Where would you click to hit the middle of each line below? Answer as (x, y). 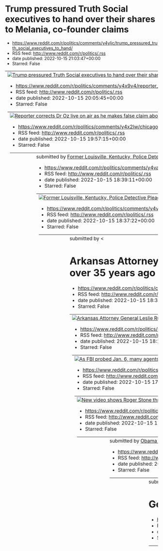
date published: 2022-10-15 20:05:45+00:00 (70, 98)
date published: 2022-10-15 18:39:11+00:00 (98, 179)
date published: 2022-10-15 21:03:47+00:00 (56, 58)
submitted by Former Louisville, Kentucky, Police (91, 157)
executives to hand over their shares (80, 19)
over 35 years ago (113, 273)
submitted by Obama (133, 441)
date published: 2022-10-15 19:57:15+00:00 (72, 139)
